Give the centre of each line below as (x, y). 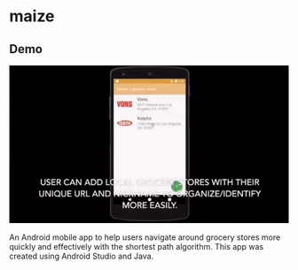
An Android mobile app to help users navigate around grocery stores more (145, 237)
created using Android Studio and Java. (82, 256)
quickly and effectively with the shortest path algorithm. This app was (137, 246)
